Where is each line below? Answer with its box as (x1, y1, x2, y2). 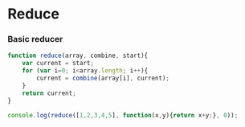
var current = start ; (22, 59, 94, 68)
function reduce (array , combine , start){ (7, 51, 149, 60)
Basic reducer (7, 34, 63, 45)
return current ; (22, 89, 77, 97)
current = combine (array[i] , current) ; (36, 74, 170, 83)
